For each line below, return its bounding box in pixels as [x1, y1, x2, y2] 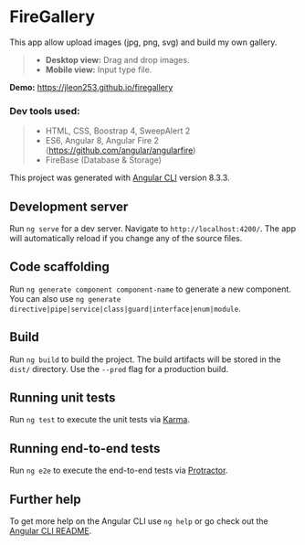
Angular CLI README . [9, 526, 92, 537]
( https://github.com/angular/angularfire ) [45, 144, 196, 156]
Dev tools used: [9, 104, 80, 117]
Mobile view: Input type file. [45, 64, 152, 75]
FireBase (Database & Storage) [45, 155, 163, 166]
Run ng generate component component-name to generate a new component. [9, 283, 292, 294]
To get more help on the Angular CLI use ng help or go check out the [9, 516, 268, 527]
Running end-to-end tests [9, 441, 161, 456]
